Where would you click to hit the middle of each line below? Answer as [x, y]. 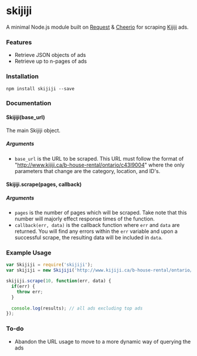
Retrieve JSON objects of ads [50, 55]
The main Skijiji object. [33, 130]
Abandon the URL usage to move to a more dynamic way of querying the [103, 341]
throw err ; [30, 291]
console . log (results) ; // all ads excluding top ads [77, 308]
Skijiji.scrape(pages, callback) [44, 184]
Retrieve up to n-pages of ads [50, 61]
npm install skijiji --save [40, 89]
